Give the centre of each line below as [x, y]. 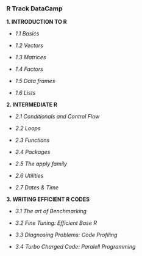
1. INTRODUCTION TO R [37, 22]
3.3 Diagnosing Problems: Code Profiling [66, 235]
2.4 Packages [33, 152]
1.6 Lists [25, 93]
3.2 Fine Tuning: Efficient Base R [56, 223]
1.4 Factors [29, 69]
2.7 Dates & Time [37, 188]
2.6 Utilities [29, 176]
